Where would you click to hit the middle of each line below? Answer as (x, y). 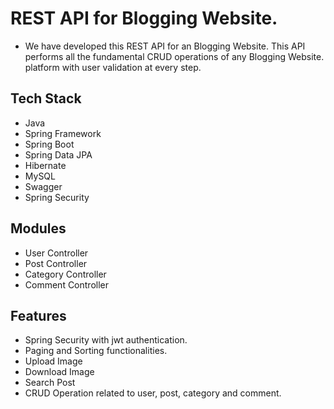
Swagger (43, 186)
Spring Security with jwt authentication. (106, 340)
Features (38, 315)
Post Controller (56, 263)
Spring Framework (63, 133)
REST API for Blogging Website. (144, 18)
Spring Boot (49, 144)
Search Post (50, 383)
